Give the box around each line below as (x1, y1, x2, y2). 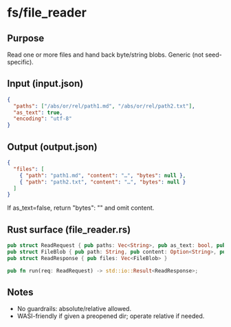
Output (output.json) (7, 141, 98, 152)
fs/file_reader (7, 5, 87, 21)
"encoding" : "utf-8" (13, 115, 72, 122)
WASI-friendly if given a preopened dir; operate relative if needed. (16, 312, 205, 320)
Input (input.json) (7, 78, 84, 90)
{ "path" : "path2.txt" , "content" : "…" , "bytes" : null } (19, 178, 186, 186)
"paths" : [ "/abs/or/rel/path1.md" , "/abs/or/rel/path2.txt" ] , (13, 102, 195, 110)
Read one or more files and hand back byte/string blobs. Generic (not (7, 50, 204, 59)
